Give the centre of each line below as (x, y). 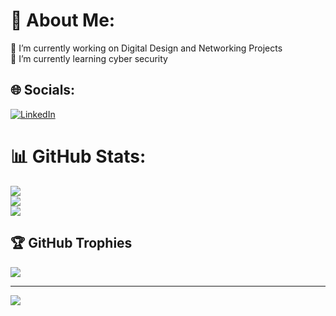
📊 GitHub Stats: (78, 156)
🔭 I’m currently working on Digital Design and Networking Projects (146, 48)
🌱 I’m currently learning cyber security (89, 58)
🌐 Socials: (43, 90)
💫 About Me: (63, 20)
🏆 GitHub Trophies (71, 243)
